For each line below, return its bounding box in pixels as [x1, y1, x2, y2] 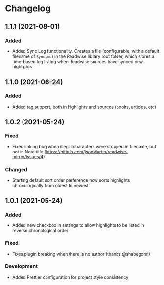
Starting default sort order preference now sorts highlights [12, 177, 130, 183]
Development [5, 263, 38, 270]
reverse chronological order [12, 228, 69, 234]
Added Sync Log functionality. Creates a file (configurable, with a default [12, 48, 160, 54]
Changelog [5, 3, 51, 14]
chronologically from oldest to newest [12, 182, 89, 188]
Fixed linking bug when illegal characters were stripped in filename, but [12, 144, 157, 150]
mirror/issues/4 [12, 154, 44, 160]
